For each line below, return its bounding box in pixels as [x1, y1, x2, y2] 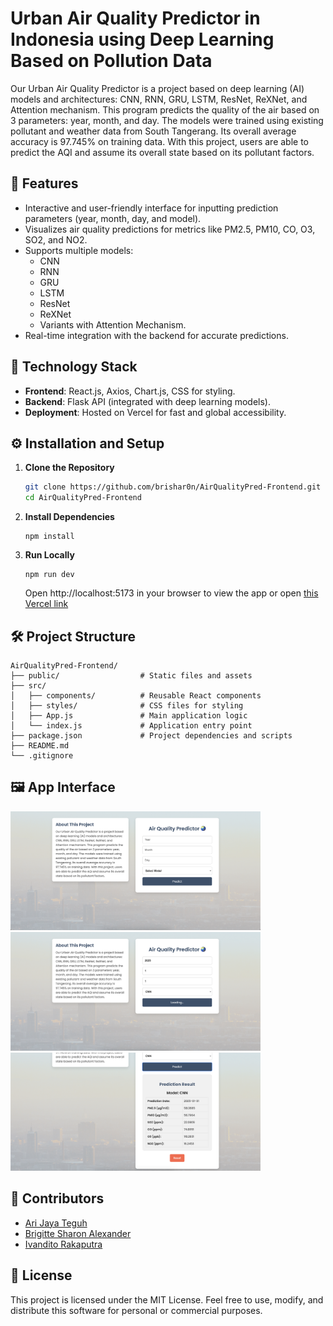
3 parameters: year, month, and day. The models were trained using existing [10, 114, 324, 126]
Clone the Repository [24, 462, 115, 474]
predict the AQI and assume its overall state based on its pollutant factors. [10, 146, 315, 158]
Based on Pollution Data [10, 50, 213, 72]
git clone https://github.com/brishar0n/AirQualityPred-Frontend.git [24, 482, 322, 492]
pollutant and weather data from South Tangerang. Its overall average [10, 125, 297, 137]
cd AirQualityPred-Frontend [24, 493, 142, 503]
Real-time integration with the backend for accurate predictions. [24, 329, 289, 341]
